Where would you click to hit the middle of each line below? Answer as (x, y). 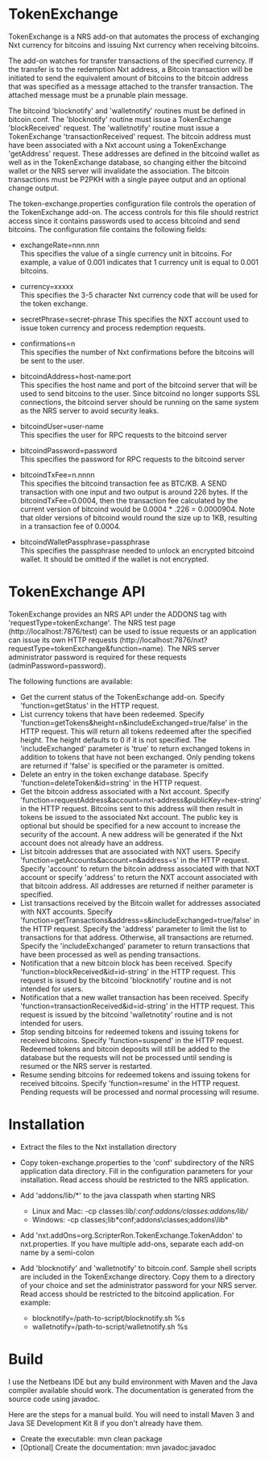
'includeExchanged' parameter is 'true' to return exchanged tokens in (135, 748)
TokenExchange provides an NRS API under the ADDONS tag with (118, 614)
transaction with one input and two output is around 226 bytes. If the (134, 492)
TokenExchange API (77, 592)
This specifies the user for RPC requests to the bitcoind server (124, 435)
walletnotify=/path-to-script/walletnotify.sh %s (110, 1327)
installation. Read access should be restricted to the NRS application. (134, 1180)
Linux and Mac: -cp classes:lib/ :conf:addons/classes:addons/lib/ (140, 1211)
